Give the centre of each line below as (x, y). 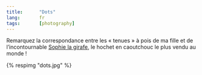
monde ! (17, 54)
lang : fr (26, 18)
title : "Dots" (31, 12)
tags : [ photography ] (41, 23)
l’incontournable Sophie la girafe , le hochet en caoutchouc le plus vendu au (101, 47)
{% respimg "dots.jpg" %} (39, 65)
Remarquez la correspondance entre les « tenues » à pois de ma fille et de (100, 41)
